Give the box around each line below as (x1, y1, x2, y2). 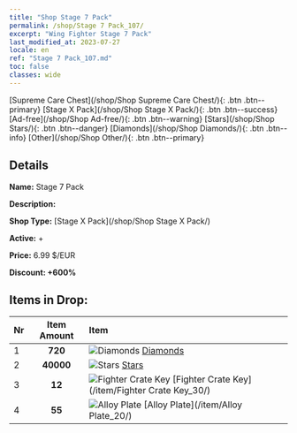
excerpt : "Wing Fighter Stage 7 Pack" (9, 29, 152, 38)
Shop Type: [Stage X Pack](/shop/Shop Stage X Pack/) (9, 216, 210, 226)
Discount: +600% (9, 267, 77, 277)
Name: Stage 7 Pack (9, 181, 85, 192)
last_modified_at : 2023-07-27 (9, 37, 121, 47)
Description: (9, 198, 56, 209)
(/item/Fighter (88, 384, 147, 397)
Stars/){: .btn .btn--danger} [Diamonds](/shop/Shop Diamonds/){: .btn (9, 123, 264, 133)
